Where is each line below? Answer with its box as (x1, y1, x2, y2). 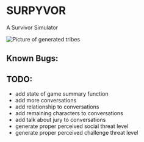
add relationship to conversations (15, 103, 99, 110)
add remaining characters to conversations (15, 110, 123, 117)
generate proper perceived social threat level (15, 122, 129, 130)
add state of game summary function (15, 90, 109, 98)
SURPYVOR (6, 4, 66, 18)
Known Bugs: (6, 53, 59, 64)
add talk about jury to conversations (15, 116, 106, 124)
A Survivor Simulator (6, 24, 59, 31)
